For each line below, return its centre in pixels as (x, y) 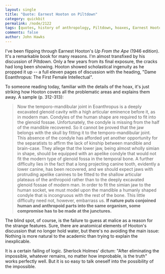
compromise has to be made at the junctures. (64, 211)
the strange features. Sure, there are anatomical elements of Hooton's (76, 225)
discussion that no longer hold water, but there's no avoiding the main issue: (82, 231)
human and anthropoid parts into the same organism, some (79, 205)
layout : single (21, 10)
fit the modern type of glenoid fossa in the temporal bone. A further (85, 159)
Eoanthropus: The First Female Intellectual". (49, 77)
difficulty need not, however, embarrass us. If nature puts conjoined (86, 200)
